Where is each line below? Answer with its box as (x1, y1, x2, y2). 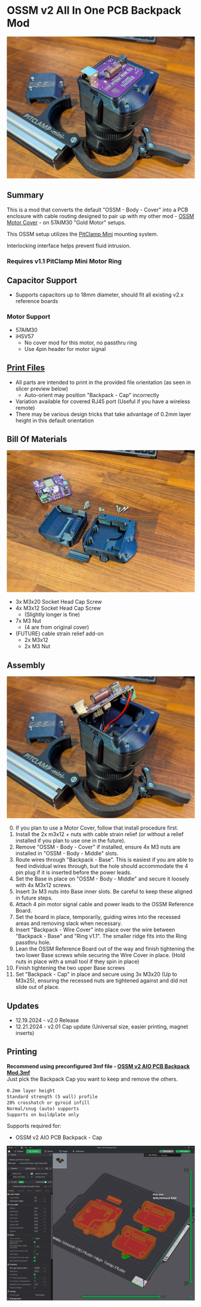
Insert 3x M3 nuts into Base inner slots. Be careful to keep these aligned (15, 888, 193, 895)
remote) (15, 404, 35, 411)
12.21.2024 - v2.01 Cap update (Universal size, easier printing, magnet (15, 1022, 188, 1030)
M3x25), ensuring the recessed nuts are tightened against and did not (15, 977, 188, 984)
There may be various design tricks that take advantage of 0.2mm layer (15, 410, 191, 417)
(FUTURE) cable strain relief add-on (15, 630, 104, 637)
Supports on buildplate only (7, 1112, 79, 1118)
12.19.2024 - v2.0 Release (15, 1016, 79, 1024)
